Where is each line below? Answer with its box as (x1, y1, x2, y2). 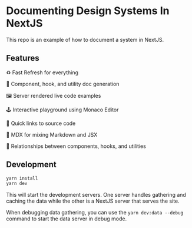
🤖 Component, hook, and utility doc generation (6, 80, 120, 87)
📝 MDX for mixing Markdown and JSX (6, 131, 98, 138)
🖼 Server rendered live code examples (6, 92, 101, 99)
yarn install (6, 175, 38, 181)
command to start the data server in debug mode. (6, 215, 127, 222)
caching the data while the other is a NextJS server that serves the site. (6, 197, 180, 204)
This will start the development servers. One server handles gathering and (6, 191, 187, 199)
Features (6, 53, 39, 63)
